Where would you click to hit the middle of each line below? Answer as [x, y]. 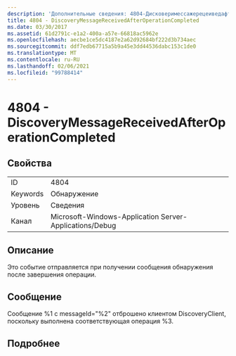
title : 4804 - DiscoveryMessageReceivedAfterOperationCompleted [103, 20]
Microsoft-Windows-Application [105, 217]
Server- [174, 217]
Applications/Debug [83, 225]
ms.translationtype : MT [42, 53]
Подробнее [34, 343]
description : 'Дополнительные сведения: [67, 14]
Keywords [27, 193]
